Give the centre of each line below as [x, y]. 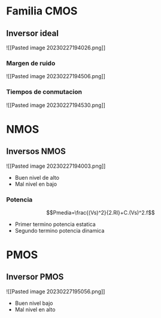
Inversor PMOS [35, 277]
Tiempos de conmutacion [44, 92]
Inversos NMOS [36, 151]
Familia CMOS [42, 11]
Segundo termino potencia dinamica [60, 230]
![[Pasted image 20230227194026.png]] [56, 47]
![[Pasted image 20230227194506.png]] [56, 76]
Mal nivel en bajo [36, 184]
